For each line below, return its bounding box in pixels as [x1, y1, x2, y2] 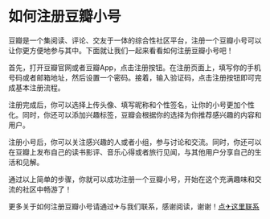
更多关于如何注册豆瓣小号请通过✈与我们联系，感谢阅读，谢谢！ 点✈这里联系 [8, 201, 260, 211]
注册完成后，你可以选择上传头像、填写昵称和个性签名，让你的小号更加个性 [8, 100, 255, 109]
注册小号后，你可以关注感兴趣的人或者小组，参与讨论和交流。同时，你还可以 [8, 137, 262, 147]
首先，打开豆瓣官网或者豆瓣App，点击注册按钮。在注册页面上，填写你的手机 [8, 62, 261, 72]
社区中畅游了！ [22, 184, 72, 194]
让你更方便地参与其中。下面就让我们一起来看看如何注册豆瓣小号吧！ [8, 45, 234, 55]
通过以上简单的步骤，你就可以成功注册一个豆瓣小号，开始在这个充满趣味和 [8, 174, 255, 184]
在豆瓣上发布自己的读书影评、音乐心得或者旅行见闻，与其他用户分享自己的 [8, 147, 255, 157]
